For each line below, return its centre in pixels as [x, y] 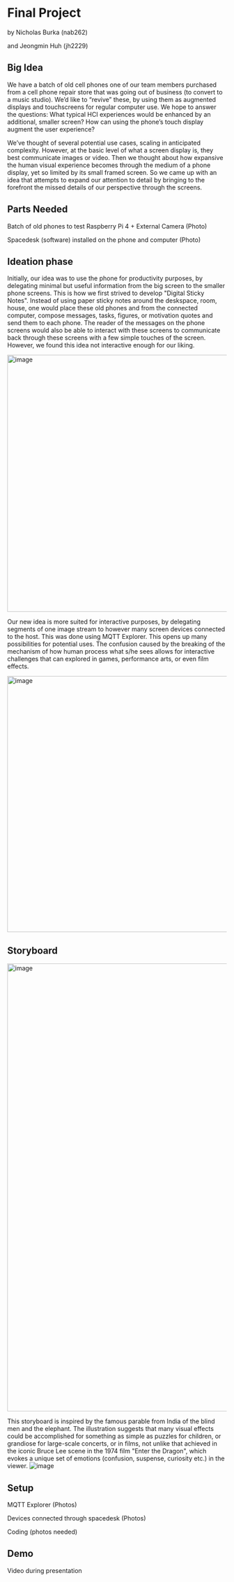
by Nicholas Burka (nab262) [48, 32]
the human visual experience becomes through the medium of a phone [109, 165]
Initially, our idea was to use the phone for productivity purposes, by [105, 278]
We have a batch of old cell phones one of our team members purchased [112, 85]
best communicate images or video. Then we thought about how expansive [115, 157]
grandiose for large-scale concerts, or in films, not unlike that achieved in [112, 1444]
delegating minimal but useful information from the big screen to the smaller [116, 286]
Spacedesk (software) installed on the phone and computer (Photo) [104, 240]
